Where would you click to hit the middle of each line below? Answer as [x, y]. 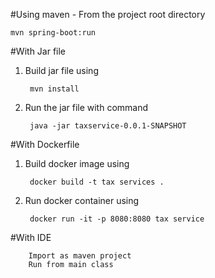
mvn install [54, 89]
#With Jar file [38, 51]
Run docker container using [82, 200]
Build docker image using [77, 163]
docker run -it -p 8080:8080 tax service [117, 219]
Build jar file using [61, 70]
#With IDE [31, 237]
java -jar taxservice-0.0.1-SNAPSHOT [108, 126]
